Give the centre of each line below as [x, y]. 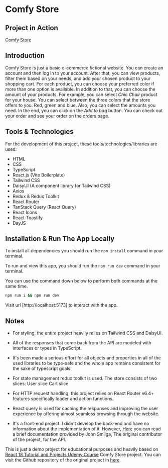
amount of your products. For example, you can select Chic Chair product [81, 95]
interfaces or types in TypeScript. [47, 348]
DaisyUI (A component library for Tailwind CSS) [61, 185]
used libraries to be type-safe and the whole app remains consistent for [87, 363]
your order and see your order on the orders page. [57, 116]
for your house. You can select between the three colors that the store [78, 100]
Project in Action [32, 28]
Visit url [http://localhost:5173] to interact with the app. [61, 305]
